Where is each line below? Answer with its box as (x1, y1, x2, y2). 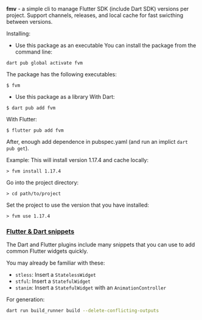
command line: (15, 48, 53, 55)
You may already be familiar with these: (6, 259, 105, 267)
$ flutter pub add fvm (6, 127, 64, 133)
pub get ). (6, 144, 29, 152)
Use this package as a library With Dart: (15, 93, 115, 100)
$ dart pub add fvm (6, 105, 56, 111)
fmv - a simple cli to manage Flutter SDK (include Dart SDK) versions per (6, 5, 189, 12)
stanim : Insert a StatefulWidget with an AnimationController (15, 284, 167, 291)
